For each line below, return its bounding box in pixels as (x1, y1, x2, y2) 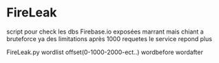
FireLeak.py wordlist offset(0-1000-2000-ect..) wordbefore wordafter (6, 48, 204, 56)
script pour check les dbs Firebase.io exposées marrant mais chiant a (6, 27, 204, 36)
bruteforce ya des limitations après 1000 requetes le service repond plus (6, 34, 213, 42)
